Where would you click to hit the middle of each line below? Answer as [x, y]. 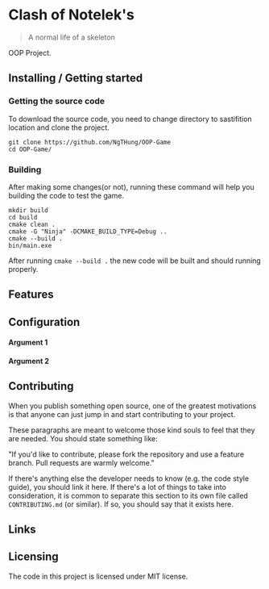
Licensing [33, 557]
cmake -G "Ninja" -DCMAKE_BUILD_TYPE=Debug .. [88, 232]
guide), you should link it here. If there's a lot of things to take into [118, 487]
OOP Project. [30, 52]
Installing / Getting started [76, 78]
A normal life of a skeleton [71, 37]
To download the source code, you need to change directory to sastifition [130, 119]
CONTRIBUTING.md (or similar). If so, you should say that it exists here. [121, 504]
